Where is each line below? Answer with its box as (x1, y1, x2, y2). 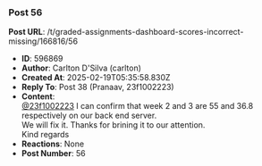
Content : (21, 91, 55, 102)
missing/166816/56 (8, 36, 78, 46)
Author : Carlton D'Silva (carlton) (21, 62, 142, 73)
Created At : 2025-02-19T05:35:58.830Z (21, 72, 171, 83)
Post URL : (8, 27, 46, 37)
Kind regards (21, 129, 70, 140)
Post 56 (8, 6, 43, 19)
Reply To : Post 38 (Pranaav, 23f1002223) (21, 82, 175, 93)
